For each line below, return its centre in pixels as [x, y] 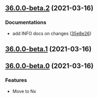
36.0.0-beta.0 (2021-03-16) [49, 66]
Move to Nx [24, 91]
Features [16, 80]
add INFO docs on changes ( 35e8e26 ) [52, 33]
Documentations [26, 22]
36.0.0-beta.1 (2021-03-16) [49, 49]
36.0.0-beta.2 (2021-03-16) [49, 8]
